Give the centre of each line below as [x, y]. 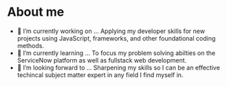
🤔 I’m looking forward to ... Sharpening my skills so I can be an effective [118, 67]
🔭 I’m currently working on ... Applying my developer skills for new [111, 31]
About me [36, 12]
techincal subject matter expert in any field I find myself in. [100, 75]
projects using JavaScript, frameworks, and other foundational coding [116, 38]
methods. [31, 45]
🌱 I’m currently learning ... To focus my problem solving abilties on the [116, 53]
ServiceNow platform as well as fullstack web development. [102, 60]
